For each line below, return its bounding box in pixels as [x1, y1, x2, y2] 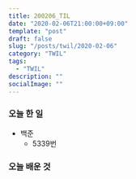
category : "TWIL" [8, 50, 67, 58]
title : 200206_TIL [8, 11, 70, 20]
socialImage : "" [8, 80, 63, 88]
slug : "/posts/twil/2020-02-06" [8, 42, 117, 50]
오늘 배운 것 [8, 160, 51, 172]
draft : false [8, 34, 53, 43]
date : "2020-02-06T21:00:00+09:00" [8, 20, 129, 28]
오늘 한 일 [8, 108, 43, 120]
